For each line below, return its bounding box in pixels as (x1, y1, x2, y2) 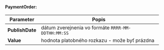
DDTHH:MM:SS (41, 31, 69, 36)
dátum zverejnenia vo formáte (41, 24, 110, 31)
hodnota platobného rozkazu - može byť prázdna (41, 37, 155, 44)
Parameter (9, 16, 35, 23)
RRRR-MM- (110, 25, 131, 31)
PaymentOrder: (5, 4, 37, 10)
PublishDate (7, 27, 37, 33)
